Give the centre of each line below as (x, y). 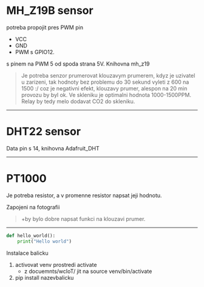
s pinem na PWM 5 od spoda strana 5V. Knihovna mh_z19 (78, 64)
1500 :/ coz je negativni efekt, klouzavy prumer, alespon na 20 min (104, 88)
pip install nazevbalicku (44, 277)
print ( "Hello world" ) (44, 241)
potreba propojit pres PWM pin (45, 27)
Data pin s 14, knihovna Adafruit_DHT (53, 148)
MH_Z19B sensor (50, 11)
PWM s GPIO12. (35, 52)
